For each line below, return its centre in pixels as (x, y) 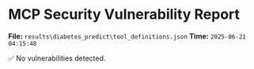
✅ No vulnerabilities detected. (57, 58)
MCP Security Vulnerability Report (124, 15)
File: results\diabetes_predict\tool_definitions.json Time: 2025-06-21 (127, 36)
